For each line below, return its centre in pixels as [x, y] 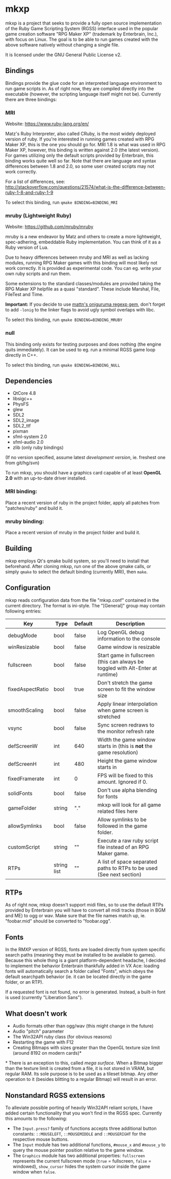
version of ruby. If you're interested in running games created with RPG [80, 139]
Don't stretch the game [125, 683]
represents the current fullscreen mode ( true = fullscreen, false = [82, 1161]
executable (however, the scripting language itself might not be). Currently [83, 94]
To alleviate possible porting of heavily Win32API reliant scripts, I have [79, 1107]
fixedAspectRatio [28, 689]
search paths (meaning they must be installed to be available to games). [81, 955]
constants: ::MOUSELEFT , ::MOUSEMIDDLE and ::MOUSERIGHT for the [79, 1133]
